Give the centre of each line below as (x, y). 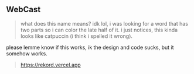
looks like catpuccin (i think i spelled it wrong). (76, 36)
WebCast (23, 10)
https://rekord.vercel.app (50, 65)
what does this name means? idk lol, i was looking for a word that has (104, 23)
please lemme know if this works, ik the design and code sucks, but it (90, 47)
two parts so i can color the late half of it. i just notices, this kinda (99, 30)
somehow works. (27, 53)
